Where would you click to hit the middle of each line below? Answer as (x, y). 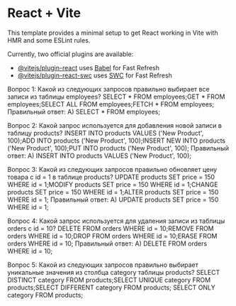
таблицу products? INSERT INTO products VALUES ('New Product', (106, 133)
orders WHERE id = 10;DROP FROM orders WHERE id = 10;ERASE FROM (112, 236)
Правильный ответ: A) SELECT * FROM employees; (84, 111)
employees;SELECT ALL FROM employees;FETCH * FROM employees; (111, 104)
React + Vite (44, 13)
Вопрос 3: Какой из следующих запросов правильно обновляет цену (112, 169)
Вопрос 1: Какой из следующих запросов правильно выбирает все (109, 89)
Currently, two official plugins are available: (71, 54)
